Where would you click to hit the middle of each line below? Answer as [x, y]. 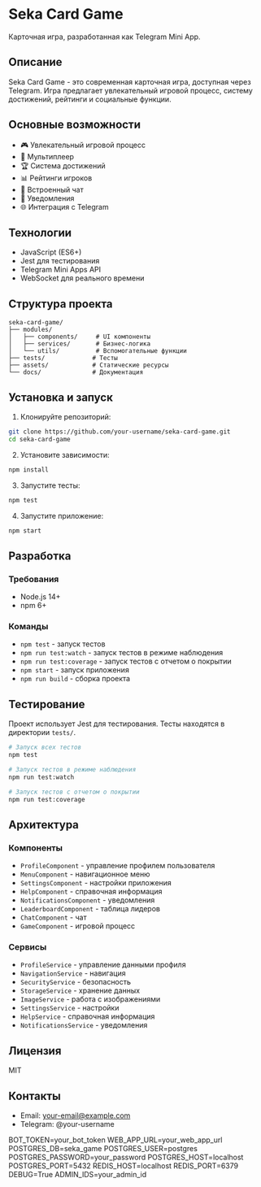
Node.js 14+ [40, 597]
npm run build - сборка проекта [75, 679]
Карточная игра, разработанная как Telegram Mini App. [104, 37]
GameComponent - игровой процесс [78, 926]
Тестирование [47, 704]
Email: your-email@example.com [75, 1115]
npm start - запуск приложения [75, 670]
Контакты [35, 1096]
